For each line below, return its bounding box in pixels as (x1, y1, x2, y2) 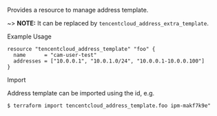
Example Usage (7, 32, 52, 40)
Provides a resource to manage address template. (7, 6, 149, 14)
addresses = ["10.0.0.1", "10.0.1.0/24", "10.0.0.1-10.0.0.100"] (13, 58, 205, 65)
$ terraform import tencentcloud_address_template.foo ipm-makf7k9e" (7, 102, 211, 109)
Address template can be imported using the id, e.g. (7, 89, 155, 97)
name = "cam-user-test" (13, 51, 97, 58)
